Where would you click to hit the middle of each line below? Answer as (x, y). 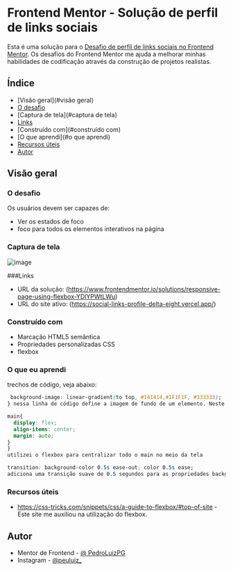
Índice (21, 84)
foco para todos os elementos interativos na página (90, 229)
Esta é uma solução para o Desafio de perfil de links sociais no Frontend (110, 46)
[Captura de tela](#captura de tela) (67, 114)
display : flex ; (35, 423)
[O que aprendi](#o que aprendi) (64, 137)
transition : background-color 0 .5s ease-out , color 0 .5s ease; (101, 468)
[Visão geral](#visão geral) (55, 100)
